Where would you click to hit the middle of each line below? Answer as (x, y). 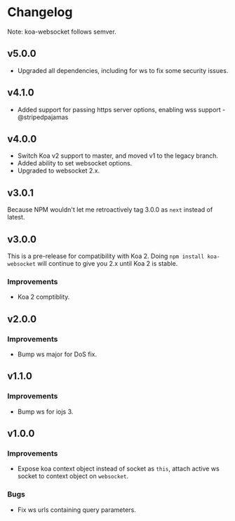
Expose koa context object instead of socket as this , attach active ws (118, 469)
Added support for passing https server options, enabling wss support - (121, 109)
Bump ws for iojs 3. (45, 412)
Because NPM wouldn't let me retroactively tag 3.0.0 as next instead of (110, 210)
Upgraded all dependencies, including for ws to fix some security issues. (123, 70)
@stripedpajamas (43, 117)
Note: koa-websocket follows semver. (62, 32)
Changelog (40, 12)
